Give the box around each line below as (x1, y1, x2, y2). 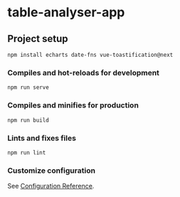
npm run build (7, 117, 50, 124)
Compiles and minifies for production (7, 100, 139, 110)
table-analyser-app (7, 4, 125, 21)
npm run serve (7, 84, 50, 91)
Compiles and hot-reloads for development (7, 68, 160, 78)
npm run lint (7, 149, 46, 156)
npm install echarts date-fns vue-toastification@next (7, 51, 174, 58)
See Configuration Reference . (7, 182, 95, 191)
